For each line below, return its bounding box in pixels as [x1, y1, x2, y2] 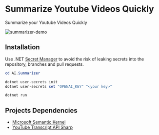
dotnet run [5, 93, 27, 98]
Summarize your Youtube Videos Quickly [5, 19, 88, 25]
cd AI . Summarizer [5, 71, 40, 76]
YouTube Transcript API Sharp [12, 124, 73, 130]
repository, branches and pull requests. [5, 61, 84, 67]
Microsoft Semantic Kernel [12, 119, 66, 125]
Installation [5, 43, 40, 52]
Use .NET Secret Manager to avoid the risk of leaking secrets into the [5, 56, 144, 62]
